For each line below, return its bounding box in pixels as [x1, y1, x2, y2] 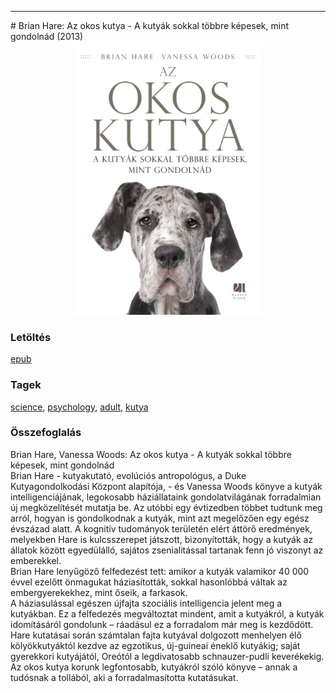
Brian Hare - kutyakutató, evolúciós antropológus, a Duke [10, 469, 247, 481]
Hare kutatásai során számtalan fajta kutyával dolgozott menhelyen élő [10, 629, 302, 641]
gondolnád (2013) [10, 31, 84, 42]
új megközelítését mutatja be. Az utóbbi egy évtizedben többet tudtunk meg [10, 501, 323, 513]
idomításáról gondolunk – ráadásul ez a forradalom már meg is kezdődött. [10, 618, 314, 630]
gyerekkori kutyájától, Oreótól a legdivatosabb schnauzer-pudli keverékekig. [10, 650, 325, 662]
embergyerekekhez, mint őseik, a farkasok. [10, 586, 188, 598]
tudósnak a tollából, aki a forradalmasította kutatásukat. [10, 671, 239, 683]
